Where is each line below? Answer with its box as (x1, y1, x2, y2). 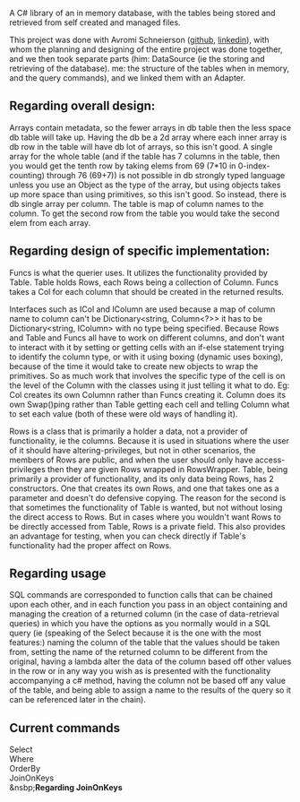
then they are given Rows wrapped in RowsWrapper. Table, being (47, 463, 288, 474)
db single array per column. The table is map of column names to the (9, 198, 264, 209)
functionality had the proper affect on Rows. (9, 539, 172, 550)
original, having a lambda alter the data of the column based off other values (9, 656, 292, 667)
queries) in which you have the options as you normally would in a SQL (9, 618, 271, 629)
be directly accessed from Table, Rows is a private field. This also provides (9, 521, 286, 531)
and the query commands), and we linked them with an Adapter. (9, 73, 246, 83)
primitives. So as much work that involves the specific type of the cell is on (9, 370, 286, 381)
